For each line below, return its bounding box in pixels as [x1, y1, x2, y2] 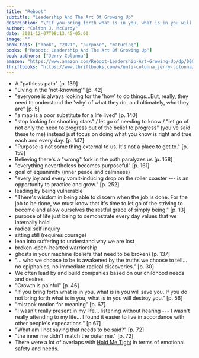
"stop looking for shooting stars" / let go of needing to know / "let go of [14, 118, 189, 125]
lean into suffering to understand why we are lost [14, 238, 135, 245]
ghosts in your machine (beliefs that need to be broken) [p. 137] [14, 251, 171, 258]
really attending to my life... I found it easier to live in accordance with [14, 313, 185, 321]
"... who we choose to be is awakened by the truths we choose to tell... [14, 256, 188, 264]
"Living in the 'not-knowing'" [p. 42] [14, 87, 103, 94]
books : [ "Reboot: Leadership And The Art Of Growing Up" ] [6, 47, 152, 53]
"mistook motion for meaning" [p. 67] [14, 301, 106, 308]
